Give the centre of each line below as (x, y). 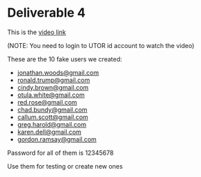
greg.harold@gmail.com (52, 124)
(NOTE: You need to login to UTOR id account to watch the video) (101, 45)
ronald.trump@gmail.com (54, 80)
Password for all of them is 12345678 (61, 153)
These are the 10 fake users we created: (65, 59)
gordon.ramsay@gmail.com (57, 139)
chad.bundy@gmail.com (52, 109)
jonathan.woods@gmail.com (58, 72)
